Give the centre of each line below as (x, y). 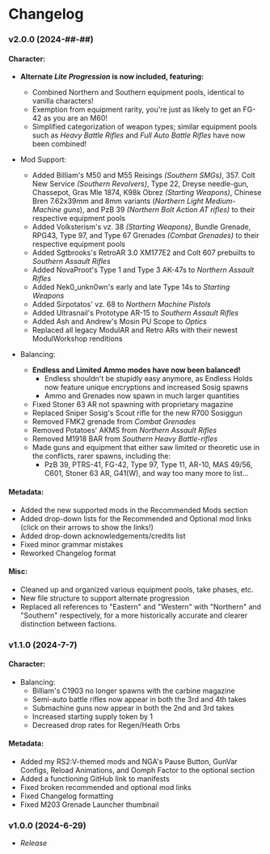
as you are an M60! (75, 118)
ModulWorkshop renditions (77, 339)
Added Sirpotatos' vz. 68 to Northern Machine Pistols (122, 304)
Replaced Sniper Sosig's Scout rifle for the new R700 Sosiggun (137, 413)
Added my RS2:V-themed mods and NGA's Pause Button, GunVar (129, 762)
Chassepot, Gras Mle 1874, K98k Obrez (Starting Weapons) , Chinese (147, 193)
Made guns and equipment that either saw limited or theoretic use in (146, 448)
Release (34, 843)
